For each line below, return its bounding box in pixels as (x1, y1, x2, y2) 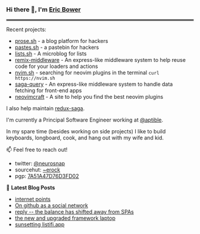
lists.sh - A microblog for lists (14, 50, 87, 57)
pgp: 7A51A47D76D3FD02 (14, 173, 79, 180)
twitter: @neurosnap (14, 160, 65, 167)
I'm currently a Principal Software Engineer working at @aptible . (6, 116, 164, 124)
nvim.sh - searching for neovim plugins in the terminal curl (14, 69, 160, 76)
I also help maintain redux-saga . (6, 105, 85, 112)
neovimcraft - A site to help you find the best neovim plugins (14, 93, 164, 101)
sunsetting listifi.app (14, 221, 65, 228)
